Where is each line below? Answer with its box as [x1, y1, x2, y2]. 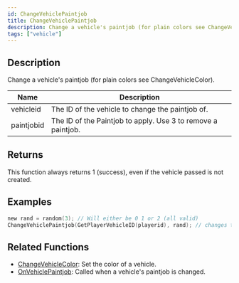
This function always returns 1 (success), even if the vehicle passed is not [7, 168, 224, 176]
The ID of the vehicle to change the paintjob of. [51, 105, 208, 114]
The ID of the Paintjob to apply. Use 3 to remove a [51, 116, 218, 126]
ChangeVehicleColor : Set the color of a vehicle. [17, 260, 156, 269]
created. [7, 175, 32, 183]
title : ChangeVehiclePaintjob [7, 17, 97, 24]
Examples [7, 196, 52, 208]
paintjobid [11, 120, 45, 130]
